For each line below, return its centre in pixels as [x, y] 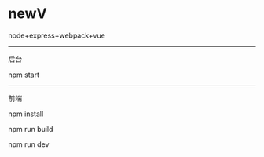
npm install [26, 114]
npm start [24, 75]
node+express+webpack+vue [57, 35]
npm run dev [29, 144]
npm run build [31, 129]
